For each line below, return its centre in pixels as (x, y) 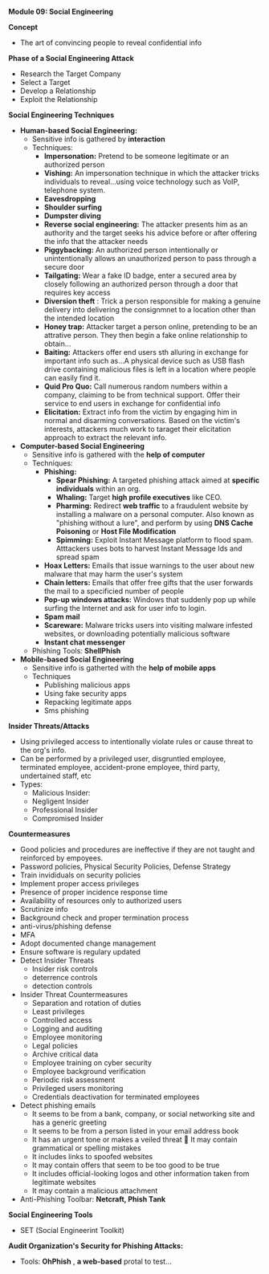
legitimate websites (64, 1182)
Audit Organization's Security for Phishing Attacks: (96, 1246)
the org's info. (43, 750)
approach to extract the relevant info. (105, 438)
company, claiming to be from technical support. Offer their (142, 395)
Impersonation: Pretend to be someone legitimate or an (136, 156)
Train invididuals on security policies (80, 875)
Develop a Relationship (58, 91)
